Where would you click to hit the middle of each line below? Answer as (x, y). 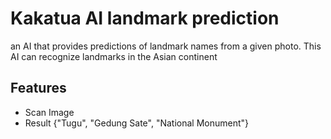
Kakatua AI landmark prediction (145, 18)
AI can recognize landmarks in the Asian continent (114, 56)
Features (38, 88)
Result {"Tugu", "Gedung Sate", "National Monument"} (137, 123)
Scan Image (49, 112)
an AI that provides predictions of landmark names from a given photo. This (166, 46)
